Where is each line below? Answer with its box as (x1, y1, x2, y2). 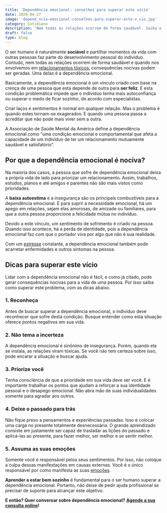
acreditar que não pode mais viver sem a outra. (5, 116, 102, 122)
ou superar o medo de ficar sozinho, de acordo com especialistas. (5, 95, 142, 101)
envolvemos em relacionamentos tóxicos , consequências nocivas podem (5, 64, 156, 70)
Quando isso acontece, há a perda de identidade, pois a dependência (5, 226, 148, 232)
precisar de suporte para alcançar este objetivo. (5, 488, 104, 494)
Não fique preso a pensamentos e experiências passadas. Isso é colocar (5, 417, 155, 423)
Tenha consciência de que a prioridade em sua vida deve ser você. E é (5, 377, 151, 383)
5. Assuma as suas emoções (5, 445, 76, 452)
